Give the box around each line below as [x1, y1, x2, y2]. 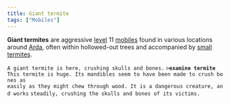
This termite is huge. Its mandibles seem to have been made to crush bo [7, 70, 224, 78]
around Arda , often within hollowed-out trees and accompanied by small [7, 43, 212, 51]
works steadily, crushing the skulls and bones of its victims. [13, 90, 200, 97]
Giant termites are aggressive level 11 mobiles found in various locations [7, 35, 213, 43]
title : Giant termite [7, 10, 70, 17]
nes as [7, 76, 26, 83]
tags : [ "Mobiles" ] [7, 17, 60, 23]
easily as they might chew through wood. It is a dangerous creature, [7, 83, 214, 90]
